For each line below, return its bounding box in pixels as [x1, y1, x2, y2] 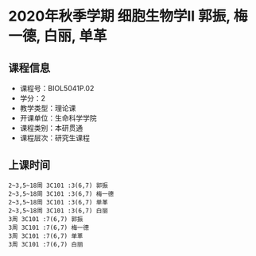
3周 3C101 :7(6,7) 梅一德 [8, 224, 90, 231]
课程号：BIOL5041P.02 [19, 84, 95, 93]
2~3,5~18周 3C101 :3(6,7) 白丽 [8, 207, 109, 215]
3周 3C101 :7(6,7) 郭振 [8, 215, 83, 223]
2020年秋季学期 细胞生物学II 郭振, [8, 7, 231, 25]
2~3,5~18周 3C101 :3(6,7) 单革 [8, 198, 109, 206]
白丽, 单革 [43, 27, 107, 45]
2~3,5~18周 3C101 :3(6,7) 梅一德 [8, 189, 114, 198]
